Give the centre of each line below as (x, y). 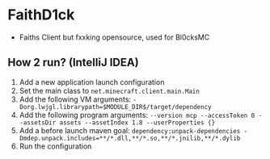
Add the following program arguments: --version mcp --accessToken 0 (137, 115)
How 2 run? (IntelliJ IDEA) (73, 63)
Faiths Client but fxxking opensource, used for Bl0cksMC (114, 37)
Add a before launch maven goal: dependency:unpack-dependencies (130, 130)
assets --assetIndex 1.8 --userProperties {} (137, 123)
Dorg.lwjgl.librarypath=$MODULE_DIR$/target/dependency (115, 107)
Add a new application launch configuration (92, 82)
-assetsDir (38, 123)
